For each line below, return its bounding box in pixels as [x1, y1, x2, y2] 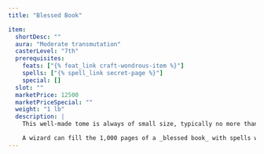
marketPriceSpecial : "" [15, 98, 93, 106]
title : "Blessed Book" [8, 11, 82, 20]
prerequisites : [15, 55, 65, 63]
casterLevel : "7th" [15, 48, 79, 56]
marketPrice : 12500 [15, 91, 79, 98]
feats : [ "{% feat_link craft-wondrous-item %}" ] [22, 62, 185, 70]
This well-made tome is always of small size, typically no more [22, 120, 241, 128]
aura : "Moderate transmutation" [15, 40, 122, 48]
